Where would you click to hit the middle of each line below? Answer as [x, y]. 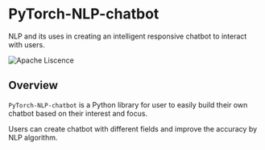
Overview [33, 85]
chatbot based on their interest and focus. [78, 113]
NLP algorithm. [33, 137]
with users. [27, 44]
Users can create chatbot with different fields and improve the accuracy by [133, 128]
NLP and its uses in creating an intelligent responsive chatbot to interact [128, 36]
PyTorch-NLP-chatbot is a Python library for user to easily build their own [128, 104]
